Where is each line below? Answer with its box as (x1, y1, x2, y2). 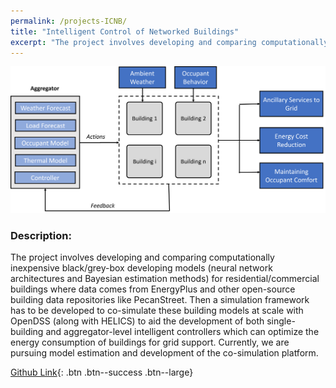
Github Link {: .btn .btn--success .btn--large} (10, 366, 194, 379)
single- (266, 315, 296, 327)
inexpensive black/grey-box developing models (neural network (10, 262, 273, 274)
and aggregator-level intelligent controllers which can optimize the (45, 326, 320, 338)
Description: (10, 229, 72, 243)
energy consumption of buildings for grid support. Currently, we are (10, 336, 290, 349)
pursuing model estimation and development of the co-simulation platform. (10, 347, 319, 359)
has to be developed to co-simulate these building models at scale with (10, 305, 304, 317)
